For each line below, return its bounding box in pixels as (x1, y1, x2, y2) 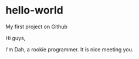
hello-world (5, 4, 64, 17)
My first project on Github (5, 23, 68, 30)
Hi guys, (5, 34, 26, 41)
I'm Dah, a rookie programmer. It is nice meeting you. (5, 45, 134, 53)
